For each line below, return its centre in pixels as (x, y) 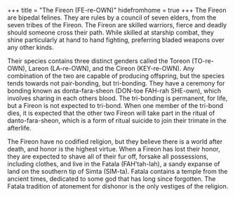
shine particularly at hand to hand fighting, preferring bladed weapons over (116, 40)
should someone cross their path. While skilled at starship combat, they (110, 32)
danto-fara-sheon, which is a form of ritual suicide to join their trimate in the (117, 121)
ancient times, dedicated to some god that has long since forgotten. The (112, 179)
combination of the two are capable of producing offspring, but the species (116, 76)
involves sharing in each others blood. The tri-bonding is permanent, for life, (117, 98)
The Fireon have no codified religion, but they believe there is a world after (115, 142)
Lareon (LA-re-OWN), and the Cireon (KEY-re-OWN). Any (112, 68)
